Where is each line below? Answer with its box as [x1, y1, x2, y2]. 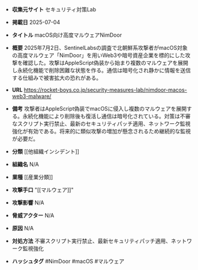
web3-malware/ [11, 93, 52, 100]
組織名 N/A [11, 161, 39, 168]
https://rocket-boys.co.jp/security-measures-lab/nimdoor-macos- [23, 87, 187, 93]
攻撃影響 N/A [11, 199, 44, 206]
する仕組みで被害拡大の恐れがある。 [11, 75, 102, 81]
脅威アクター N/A [11, 212, 55, 219]
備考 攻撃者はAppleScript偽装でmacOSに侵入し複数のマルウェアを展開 [11, 105, 187, 112]
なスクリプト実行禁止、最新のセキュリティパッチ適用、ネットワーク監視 [11, 120, 191, 127]
